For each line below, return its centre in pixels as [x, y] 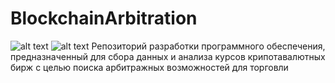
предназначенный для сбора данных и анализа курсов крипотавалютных [168, 56]
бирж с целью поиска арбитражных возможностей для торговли [149, 67]
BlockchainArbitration [104, 18]
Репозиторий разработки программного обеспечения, [208, 46]
